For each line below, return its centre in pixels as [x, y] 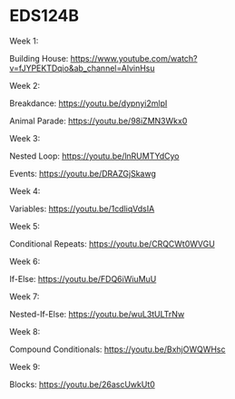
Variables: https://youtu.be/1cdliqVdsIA [82, 209]
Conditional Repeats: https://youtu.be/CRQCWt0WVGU [112, 243]
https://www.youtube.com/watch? [134, 58]
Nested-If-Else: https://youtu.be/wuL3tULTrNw [97, 314]
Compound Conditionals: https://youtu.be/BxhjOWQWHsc [117, 349]
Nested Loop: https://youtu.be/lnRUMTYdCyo [94, 156]
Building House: [39, 58]
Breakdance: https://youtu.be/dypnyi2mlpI [88, 103]
